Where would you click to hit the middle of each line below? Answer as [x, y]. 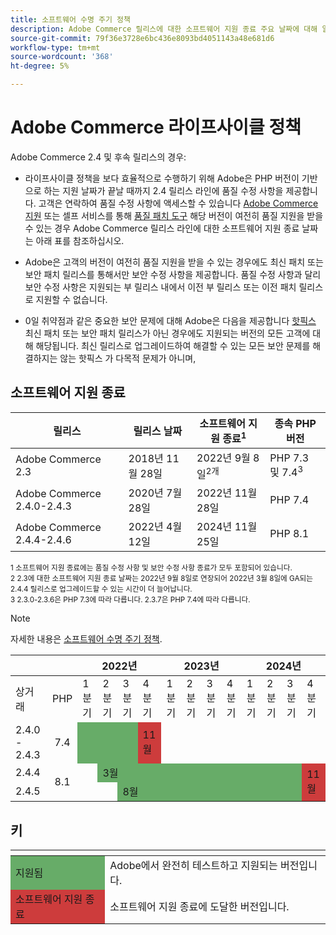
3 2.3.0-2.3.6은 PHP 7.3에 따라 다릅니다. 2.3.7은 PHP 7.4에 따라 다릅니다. [130, 600]
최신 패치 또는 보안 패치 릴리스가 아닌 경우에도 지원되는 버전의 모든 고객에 [167, 333]
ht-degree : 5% [40, 66]
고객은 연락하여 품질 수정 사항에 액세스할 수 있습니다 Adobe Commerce [178, 203]
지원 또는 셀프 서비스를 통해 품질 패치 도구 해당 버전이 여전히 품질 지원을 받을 [174, 215]
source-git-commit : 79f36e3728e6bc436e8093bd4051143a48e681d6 [142, 38]
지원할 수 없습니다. [71, 299]
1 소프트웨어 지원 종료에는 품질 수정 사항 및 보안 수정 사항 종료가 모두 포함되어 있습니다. [151, 568]
